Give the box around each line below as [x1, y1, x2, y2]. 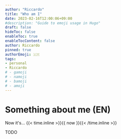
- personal [5, 61, 27, 66]
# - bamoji [5, 79, 27, 83]
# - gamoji [5, 70, 27, 75]
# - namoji [5, 74, 27, 79]
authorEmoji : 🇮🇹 [5, 52, 40, 57]
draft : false [5, 25, 31, 30]
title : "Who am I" [5, 12, 42, 16]
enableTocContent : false [5, 39, 55, 43]
